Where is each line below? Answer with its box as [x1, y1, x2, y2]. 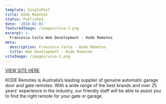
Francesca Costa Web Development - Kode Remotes [9, 35, 113, 40]
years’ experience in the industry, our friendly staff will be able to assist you [5, 88, 161, 94]
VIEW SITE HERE [5, 67, 40, 73]
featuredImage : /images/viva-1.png [5, 26, 79, 31]
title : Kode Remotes [5, 12, 48, 17]
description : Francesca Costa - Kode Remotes [9, 44, 106, 49]
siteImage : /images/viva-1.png [5, 53, 70, 59]
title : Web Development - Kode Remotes [9, 49, 93, 54]
